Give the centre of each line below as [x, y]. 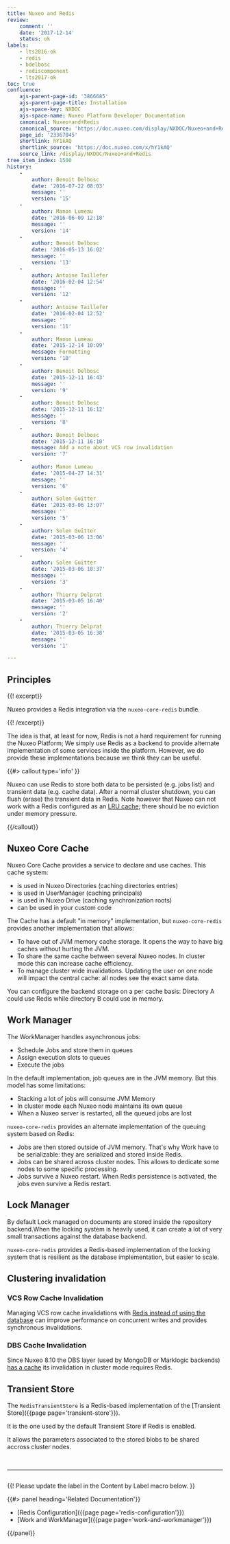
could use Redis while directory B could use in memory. [86, 998]
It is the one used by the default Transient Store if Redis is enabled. [102, 1427]
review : [18, 20]
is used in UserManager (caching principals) [79, 893]
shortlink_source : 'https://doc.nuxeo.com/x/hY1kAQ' [96, 148]
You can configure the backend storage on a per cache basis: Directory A [111, 991]
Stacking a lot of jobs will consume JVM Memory [86, 1098]
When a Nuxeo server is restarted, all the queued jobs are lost [104, 1113]
